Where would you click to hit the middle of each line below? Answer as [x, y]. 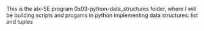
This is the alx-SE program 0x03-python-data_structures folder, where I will [101, 9]
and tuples [20, 22]
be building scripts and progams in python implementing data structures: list [102, 15]
